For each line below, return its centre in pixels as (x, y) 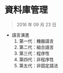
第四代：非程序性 (36, 59)
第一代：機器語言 (36, 41)
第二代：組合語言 (36, 47)
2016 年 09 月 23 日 (36, 24)
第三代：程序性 (34, 53)
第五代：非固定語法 (39, 65)
